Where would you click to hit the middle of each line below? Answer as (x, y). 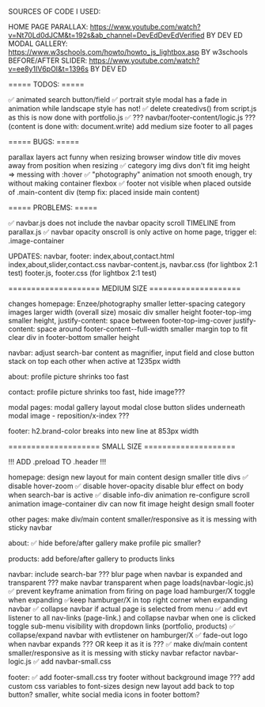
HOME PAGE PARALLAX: (48, 27)
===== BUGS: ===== (44, 141)
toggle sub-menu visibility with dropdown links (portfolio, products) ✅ (122, 626)
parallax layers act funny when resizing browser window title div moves (125, 157)
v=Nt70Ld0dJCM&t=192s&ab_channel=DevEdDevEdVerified (106, 35)
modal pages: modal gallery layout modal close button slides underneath (127, 407)
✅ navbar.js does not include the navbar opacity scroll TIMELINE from (122, 223)
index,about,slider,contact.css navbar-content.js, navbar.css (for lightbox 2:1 (133, 264)
